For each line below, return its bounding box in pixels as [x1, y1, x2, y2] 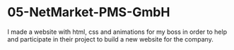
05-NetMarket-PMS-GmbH [7, 4, 170, 20]
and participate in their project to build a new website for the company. [7, 35, 213, 43]
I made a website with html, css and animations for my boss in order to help [7, 27, 228, 36]
